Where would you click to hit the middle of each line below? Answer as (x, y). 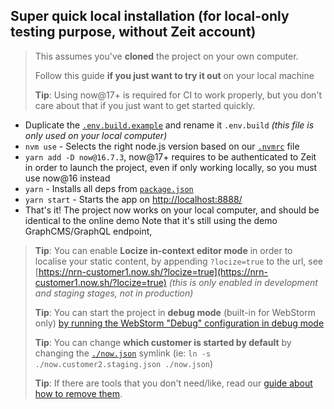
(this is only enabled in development (243, 282)
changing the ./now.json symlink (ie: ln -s (123, 353)
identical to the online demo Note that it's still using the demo (151, 220)
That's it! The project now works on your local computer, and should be (172, 210)
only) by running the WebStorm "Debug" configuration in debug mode (179, 323)
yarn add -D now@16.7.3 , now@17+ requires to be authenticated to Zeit (170, 156)
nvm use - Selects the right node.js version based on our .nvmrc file (162, 146)
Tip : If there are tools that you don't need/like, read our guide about (173, 383)
